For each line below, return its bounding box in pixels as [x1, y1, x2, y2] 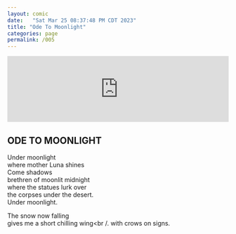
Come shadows [7, 168, 53, 176]
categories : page [7, 30, 58, 37]
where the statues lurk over [7, 183, 87, 191]
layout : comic [7, 10, 49, 18]
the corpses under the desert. [7, 190, 94, 199]
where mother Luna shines [7, 160, 85, 169]
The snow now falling [7, 212, 70, 220]
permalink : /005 [7, 37, 55, 44]
